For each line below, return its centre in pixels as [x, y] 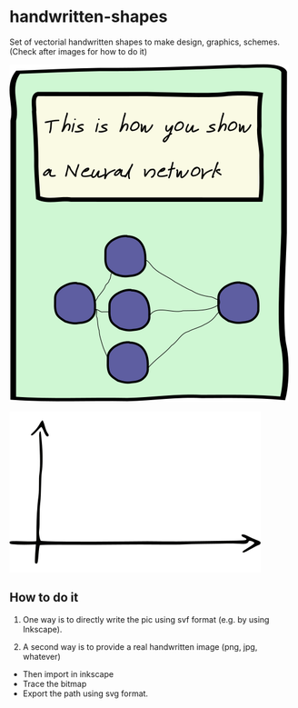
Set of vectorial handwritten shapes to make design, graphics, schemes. [144, 42]
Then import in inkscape [68, 673]
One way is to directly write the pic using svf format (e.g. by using [146, 619]
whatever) [41, 656]
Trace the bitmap [55, 683]
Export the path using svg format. [85, 693]
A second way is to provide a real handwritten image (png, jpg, [140, 646]
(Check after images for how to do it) [79, 51]
